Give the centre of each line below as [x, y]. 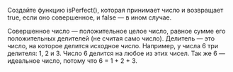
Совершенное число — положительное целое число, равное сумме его [116, 31]
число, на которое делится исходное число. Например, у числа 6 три [113, 46]
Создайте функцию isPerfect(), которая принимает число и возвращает [115, 10]
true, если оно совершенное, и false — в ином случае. [90, 17]
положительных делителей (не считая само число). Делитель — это [111, 38]
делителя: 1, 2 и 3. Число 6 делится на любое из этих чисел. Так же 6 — [116, 53]
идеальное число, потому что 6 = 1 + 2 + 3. [73, 61]
